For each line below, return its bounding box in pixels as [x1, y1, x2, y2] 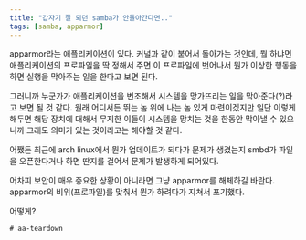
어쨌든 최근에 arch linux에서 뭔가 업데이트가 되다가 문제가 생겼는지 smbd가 [9, 143, 277, 155]
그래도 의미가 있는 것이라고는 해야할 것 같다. [26, 124, 183, 135]
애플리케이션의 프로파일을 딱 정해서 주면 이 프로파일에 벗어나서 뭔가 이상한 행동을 [9, 59, 298, 70]
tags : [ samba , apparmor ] [9, 22, 104, 31]
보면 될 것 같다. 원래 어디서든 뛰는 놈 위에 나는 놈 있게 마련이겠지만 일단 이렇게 [18, 101, 297, 112]
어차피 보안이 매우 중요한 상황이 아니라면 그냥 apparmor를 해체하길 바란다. [9, 174, 276, 185]
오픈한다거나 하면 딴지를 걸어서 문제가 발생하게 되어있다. [18, 155, 219, 166]
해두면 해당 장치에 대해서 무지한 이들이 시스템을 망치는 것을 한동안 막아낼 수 [9, 113, 278, 124]
